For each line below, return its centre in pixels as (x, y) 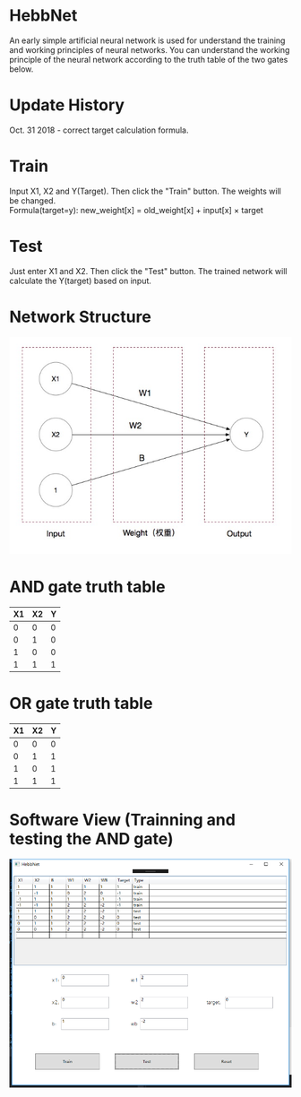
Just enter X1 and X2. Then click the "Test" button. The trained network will (148, 271)
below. (21, 69)
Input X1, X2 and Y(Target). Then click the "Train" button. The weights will (146, 191)
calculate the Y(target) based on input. (81, 281)
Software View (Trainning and (122, 820)
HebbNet (43, 16)
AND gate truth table (87, 587)
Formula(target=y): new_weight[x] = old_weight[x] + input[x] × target (137, 210)
